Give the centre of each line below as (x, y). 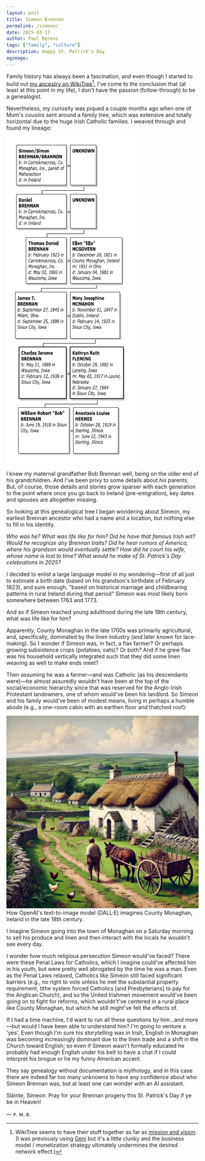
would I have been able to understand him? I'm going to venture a (103, 1026)
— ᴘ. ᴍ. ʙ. (19, 1114)
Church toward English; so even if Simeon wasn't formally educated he (95, 1046)
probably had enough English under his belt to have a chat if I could (91, 1052)
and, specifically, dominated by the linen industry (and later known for (94, 637)
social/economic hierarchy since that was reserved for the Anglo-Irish (94, 688)
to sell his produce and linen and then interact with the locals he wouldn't (98, 938)
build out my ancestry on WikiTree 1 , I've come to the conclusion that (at (96, 83)
